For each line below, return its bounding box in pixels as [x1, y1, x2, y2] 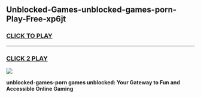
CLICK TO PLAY [6, 32, 53, 40]
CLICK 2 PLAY [6, 54, 48, 62]
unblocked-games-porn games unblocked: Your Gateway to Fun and [6, 78, 181, 86]
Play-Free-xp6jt [6, 14, 66, 24]
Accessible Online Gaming [6, 85, 74, 92]
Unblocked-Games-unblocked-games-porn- [6, 5, 177, 15]
